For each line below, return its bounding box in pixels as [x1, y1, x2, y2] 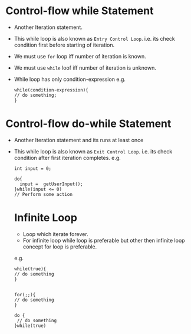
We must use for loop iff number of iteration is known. [14, 53, 147, 60]
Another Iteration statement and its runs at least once [14, 136, 144, 143]
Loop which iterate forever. [22, 230, 89, 237]
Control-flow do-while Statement [5, 117, 172, 130]
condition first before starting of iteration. [14, 41, 115, 48]
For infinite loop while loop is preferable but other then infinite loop [22, 237, 185, 244]
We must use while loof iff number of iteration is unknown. [14, 64, 157, 71]
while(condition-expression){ [14, 87, 89, 93]
